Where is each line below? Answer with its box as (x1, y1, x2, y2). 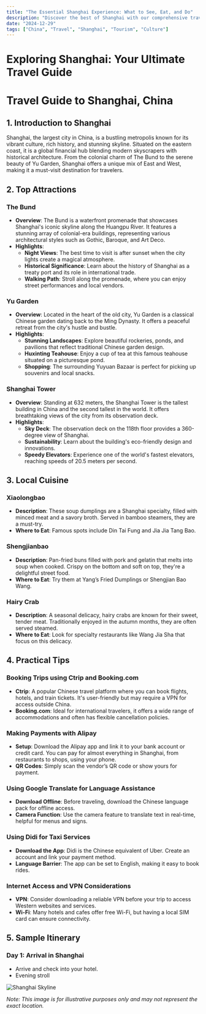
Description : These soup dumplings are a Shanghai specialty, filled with (15, 507, 198, 515)
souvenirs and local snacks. (24, 369, 95, 377)
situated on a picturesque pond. (24, 357, 105, 364)
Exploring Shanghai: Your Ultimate (6, 53, 185, 66)
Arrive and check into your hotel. (15, 965, 98, 972)
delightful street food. (15, 569, 71, 577)
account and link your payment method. (15, 853, 116, 861)
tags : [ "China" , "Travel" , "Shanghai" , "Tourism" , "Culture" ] (6, 26, 169, 32)
